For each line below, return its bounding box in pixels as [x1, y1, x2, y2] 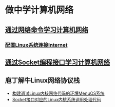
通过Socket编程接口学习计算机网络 [5, 58, 110, 66]
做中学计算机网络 [5, 4, 74, 16]
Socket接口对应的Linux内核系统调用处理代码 [12, 96, 101, 102]
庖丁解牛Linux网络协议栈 [5, 77, 80, 85]
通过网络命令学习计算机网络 [5, 26, 89, 34]
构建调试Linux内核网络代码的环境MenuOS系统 [12, 90, 105, 96]
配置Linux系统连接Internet [5, 41, 68, 48]
